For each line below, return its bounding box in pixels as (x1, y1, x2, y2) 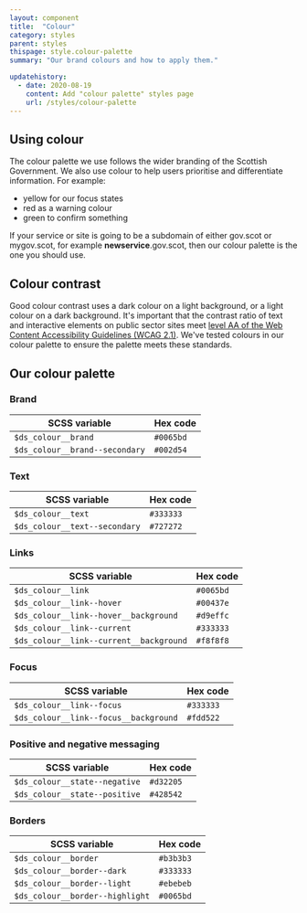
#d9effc (196, 610, 230, 621)
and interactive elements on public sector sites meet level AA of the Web (9, 320, 283, 331)
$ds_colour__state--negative (14, 777, 141, 787)
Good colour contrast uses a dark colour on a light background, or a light (9, 301, 284, 312)
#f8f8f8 (196, 636, 230, 646)
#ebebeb (158, 878, 192, 889)
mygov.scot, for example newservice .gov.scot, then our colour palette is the (9, 239, 298, 251)
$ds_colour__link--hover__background (14, 610, 178, 621)
